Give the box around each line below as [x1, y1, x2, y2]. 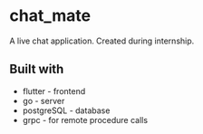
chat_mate [9, 5, 92, 26]
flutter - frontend [22, 85, 86, 96]
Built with [9, 62, 64, 77]
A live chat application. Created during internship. [9, 35, 195, 46]
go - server [22, 95, 65, 106]
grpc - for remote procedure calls [22, 114, 148, 125]
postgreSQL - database [22, 105, 111, 116]
